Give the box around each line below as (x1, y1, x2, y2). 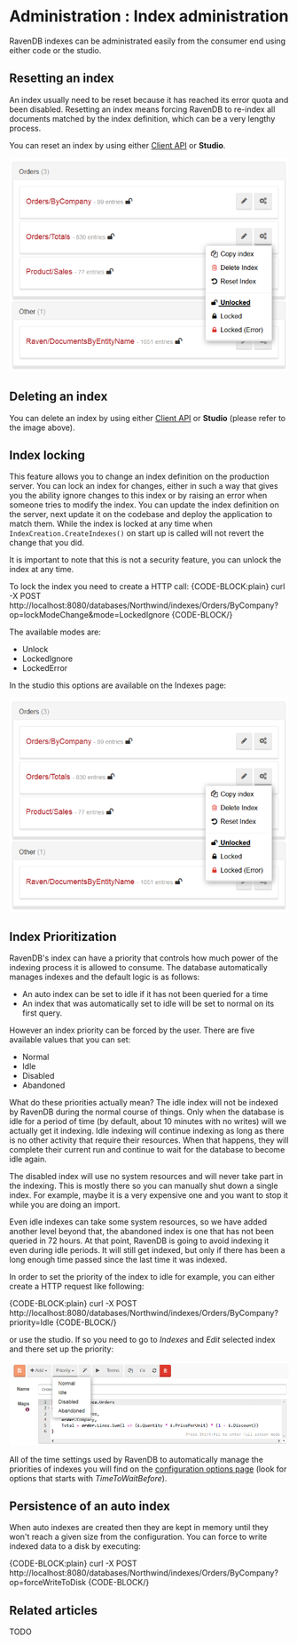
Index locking (9, 448, 86, 463)
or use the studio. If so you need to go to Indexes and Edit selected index (9, 1335, 276, 1345)
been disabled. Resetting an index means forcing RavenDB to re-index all (9, 104, 276, 115)
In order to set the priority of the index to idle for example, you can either (9, 1272, 276, 1282)
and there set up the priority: (9, 1344, 113, 1354)
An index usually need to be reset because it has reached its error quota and (9, 94, 289, 105)
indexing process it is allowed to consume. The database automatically (9, 962, 268, 973)
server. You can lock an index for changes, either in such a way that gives (9, 481, 278, 491)
